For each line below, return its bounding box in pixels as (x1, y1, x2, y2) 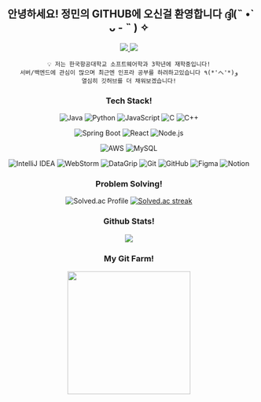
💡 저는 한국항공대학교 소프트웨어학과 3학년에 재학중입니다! (47, 60, 211, 68)
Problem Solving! (95, 179, 163, 190)
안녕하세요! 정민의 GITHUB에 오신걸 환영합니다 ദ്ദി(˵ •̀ (7, 7, 251, 21)
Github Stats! (102, 216, 156, 227)
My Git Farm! (104, 253, 154, 264)
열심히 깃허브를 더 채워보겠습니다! (81, 77, 177, 85)
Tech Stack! (105, 95, 153, 106)
